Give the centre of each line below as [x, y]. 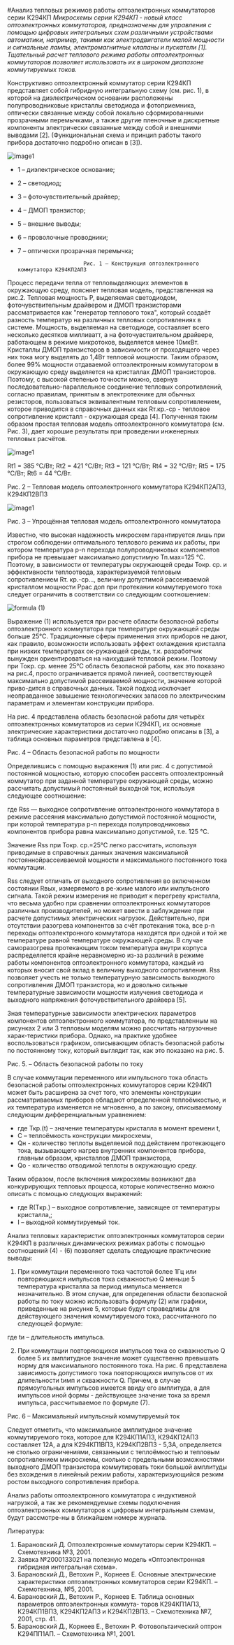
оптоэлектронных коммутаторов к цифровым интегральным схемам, [111, 1510]
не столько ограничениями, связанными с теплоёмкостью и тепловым [114, 1452]
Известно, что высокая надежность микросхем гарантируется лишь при [116, 535]
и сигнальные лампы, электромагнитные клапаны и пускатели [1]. [107, 47]
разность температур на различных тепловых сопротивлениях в [104, 320]
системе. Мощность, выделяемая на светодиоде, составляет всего [108, 327]
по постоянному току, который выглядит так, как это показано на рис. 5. [116, 1050]
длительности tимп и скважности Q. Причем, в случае [99, 1380]
